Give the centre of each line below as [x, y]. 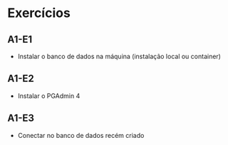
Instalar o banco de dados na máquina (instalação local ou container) [119, 56]
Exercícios [39, 13]
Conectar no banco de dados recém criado [81, 135]
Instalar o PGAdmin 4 [49, 96]
